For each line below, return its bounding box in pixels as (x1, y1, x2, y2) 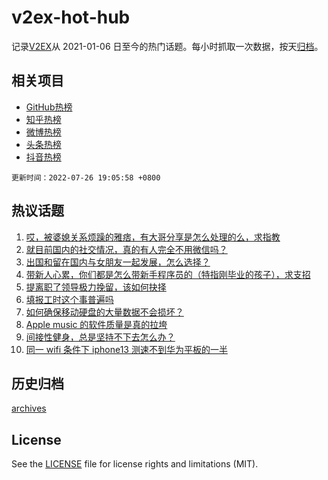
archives (11, 402, 47, 415)
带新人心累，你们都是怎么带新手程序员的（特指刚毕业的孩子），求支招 (25, 268, 311, 280)
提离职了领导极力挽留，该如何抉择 (25, 281, 167, 293)
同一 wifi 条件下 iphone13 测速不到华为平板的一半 (25, 343, 228, 355)
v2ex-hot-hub (11, 6, 131, 29)
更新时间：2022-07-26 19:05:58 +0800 (11, 172, 161, 183)
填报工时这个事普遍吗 (25, 293, 114, 305)
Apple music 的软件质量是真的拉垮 (25, 318, 168, 330)
